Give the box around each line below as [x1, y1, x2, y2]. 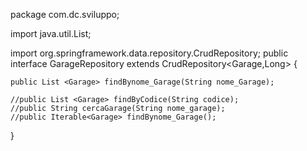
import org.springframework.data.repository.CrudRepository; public [10, 47, 289, 59]
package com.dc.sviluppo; [10, 9, 120, 20]
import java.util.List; [10, 28, 92, 39]
